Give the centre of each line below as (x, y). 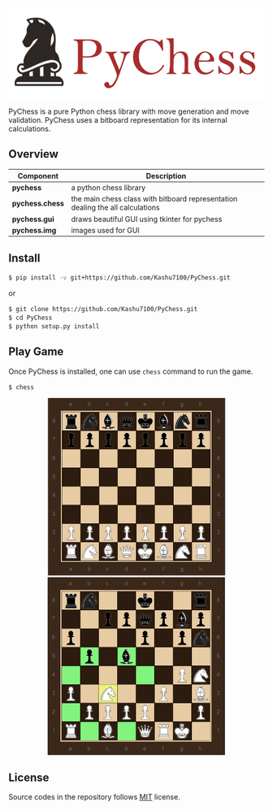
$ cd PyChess (30, 318)
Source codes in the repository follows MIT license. (94, 797)
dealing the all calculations (115, 208)
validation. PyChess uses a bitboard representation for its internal (118, 119)
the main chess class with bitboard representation (154, 199)
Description (166, 175)
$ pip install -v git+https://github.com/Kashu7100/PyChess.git (119, 278)
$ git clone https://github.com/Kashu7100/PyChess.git (103, 310)
